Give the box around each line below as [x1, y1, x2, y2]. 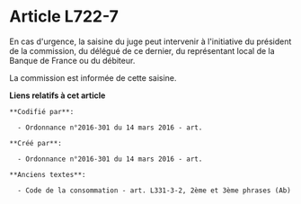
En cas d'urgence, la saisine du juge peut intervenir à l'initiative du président [9, 36, 292, 47]
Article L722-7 [9, 6, 120, 27]
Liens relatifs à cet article [9, 90, 106, 101]
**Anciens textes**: [9, 170, 87, 179]
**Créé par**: [9, 138, 63, 147]
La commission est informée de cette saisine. [9, 72, 177, 83]
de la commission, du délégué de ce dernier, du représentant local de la [9, 45, 276, 56]
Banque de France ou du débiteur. [9, 55, 136, 66]
